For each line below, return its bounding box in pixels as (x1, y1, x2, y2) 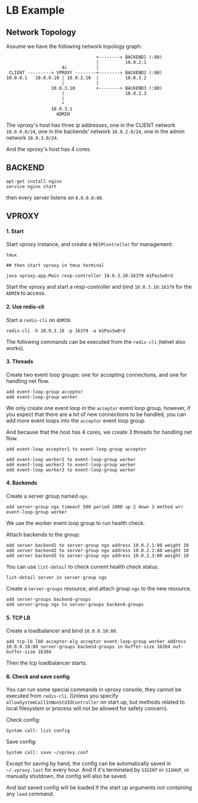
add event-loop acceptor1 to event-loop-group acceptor (6, 446, 147, 452)
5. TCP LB (6, 614, 31, 621)
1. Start (6, 227, 24, 234)
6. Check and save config (6, 673, 70, 680)
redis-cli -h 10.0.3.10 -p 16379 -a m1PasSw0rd (6, 328, 126, 334)
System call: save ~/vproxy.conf (6, 750, 89, 756)
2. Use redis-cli (6, 303, 44, 310)
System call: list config (6, 728, 70, 734)
